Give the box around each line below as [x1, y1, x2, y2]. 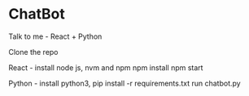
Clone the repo [8, 47, 59, 56]
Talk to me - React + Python [8, 31, 103, 41]
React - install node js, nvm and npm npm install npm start [8, 62, 203, 73]
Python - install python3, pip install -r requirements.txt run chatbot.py [8, 78, 242, 88]
